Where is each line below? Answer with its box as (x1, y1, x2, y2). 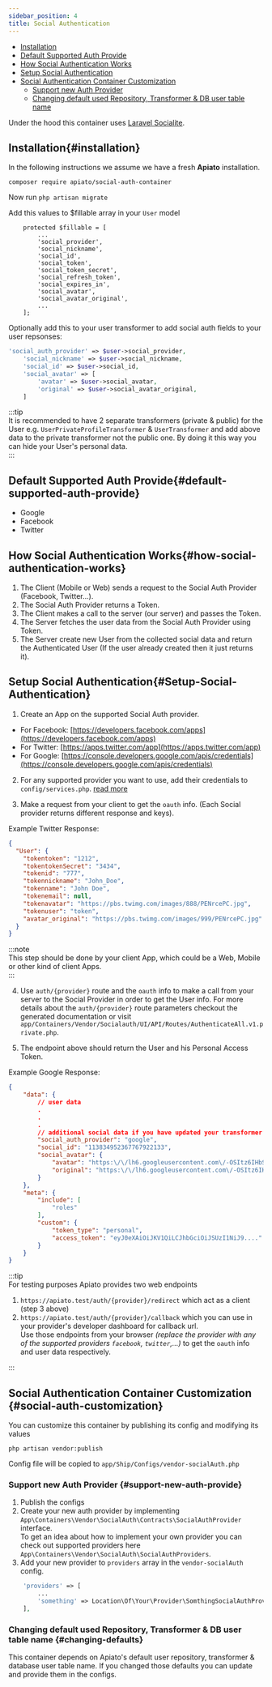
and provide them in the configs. (8, 1670, 117, 1680)
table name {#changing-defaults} (8, 1634, 144, 1645)
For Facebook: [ (19, 724, 74, 734)
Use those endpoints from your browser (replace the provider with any (19, 1330, 257, 1339)
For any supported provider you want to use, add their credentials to (19, 775, 249, 784)
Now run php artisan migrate (8, 192, 108, 203)
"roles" (51, 1204, 79, 1212)
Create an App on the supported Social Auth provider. (19, 709, 200, 719)
